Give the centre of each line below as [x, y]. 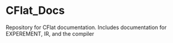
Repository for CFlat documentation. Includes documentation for [86, 27]
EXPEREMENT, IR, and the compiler [50, 33]
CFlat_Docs [35, 11]
